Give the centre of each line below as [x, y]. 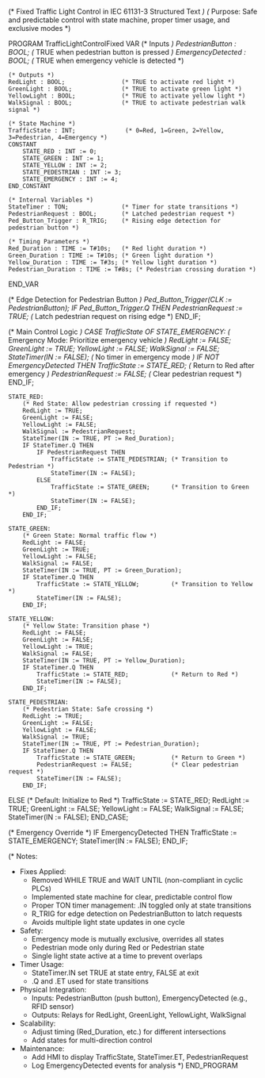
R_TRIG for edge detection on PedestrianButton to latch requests [137, 914]
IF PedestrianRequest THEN [81, 452]
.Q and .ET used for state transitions [90, 981]
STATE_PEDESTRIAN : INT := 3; [72, 172]
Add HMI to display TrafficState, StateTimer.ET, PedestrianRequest [140, 1057]
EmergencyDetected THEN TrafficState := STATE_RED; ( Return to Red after [131, 365]
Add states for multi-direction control [92, 1040]
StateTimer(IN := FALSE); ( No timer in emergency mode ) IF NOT [114, 357]
